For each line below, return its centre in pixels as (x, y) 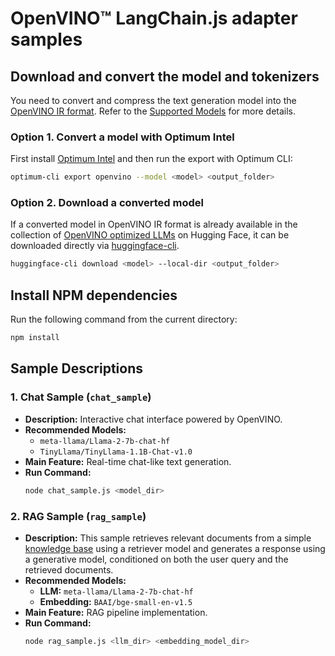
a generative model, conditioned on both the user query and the (156, 559)
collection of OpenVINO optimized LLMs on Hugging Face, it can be (150, 235)
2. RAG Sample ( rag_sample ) (78, 516)
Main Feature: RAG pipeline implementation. (116, 612)
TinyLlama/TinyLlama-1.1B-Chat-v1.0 (116, 452)
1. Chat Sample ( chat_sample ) (81, 397)
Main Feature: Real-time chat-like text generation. (128, 461)
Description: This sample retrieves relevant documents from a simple (168, 538)
